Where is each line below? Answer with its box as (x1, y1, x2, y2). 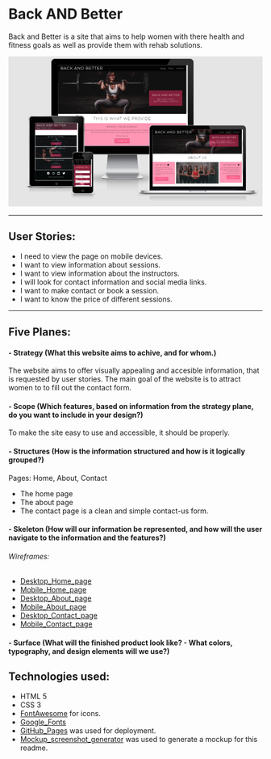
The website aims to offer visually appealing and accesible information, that (8, 365, 260, 376)
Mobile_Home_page (19, 585, 87, 595)
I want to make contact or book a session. (19, 285, 160, 295)
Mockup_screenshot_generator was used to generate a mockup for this (19, 734, 258, 744)
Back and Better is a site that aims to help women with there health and (8, 32, 244, 41)
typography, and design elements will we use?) (8, 647, 170, 656)
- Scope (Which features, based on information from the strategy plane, (8, 401, 254, 411)
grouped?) (8, 455, 44, 465)
